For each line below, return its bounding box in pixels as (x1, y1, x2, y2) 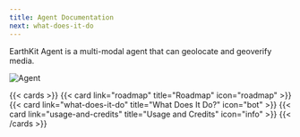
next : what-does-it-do (9, 21, 94, 30)
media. (9, 55, 35, 66)
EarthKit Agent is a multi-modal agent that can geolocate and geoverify (9, 45, 272, 56)
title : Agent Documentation (9, 12, 115, 22)
